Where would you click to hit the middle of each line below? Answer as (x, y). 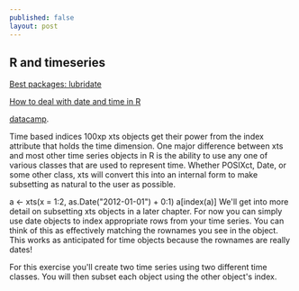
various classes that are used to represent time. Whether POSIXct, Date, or (148, 165)
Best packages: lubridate (55, 84)
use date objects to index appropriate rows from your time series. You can (147, 221)
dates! (21, 250)
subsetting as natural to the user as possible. (93, 185)
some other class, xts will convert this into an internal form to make (134, 175)
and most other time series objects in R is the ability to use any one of (139, 156)
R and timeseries (58, 63)
